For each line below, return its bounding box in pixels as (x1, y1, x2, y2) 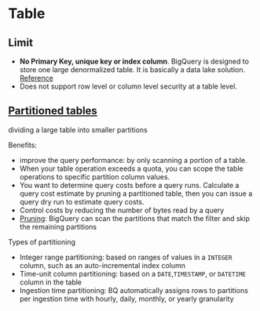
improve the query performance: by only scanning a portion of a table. (19, 155, 247, 165)
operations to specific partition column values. (19, 172, 170, 181)
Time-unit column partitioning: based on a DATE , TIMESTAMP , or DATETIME (19, 269, 246, 278)
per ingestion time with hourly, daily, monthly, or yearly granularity (19, 294, 234, 303)
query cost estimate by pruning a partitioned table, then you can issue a (19, 189, 253, 198)
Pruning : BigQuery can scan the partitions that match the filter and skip (19, 213, 250, 223)
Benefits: (8, 140, 38, 150)
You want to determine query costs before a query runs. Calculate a (19, 180, 240, 190)
